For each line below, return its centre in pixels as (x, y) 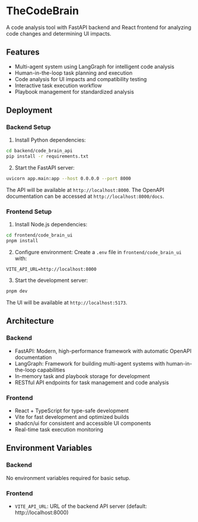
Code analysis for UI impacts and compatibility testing (81, 79)
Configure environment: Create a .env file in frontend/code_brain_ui (98, 252)
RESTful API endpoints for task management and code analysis (92, 382)
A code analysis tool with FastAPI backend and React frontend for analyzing (99, 27)
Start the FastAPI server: (45, 168)
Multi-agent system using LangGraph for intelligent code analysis (95, 66)
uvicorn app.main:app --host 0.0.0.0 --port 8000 (69, 179)
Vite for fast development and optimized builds (72, 417)
